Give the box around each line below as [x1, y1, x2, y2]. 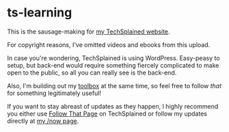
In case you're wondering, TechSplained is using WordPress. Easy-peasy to [7, 53, 220, 62]
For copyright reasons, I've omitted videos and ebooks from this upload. [7, 40, 211, 49]
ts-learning [7, 5, 72, 21]
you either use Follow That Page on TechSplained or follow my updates [7, 109, 207, 118]
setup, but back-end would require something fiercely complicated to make [7, 61, 219, 69]
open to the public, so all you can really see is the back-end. [7, 68, 177, 77]
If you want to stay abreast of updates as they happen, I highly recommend [7, 102, 219, 110]
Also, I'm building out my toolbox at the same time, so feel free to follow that [7, 81, 222, 90]
